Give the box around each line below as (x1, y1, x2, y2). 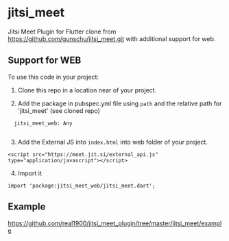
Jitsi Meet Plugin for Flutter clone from (8, 27, 117, 36)
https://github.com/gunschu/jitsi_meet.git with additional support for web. (8, 34, 216, 42)
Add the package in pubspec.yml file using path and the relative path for (17, 99, 222, 107)
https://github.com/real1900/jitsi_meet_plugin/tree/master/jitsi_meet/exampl (8, 219, 222, 227)
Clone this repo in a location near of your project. (17, 86, 157, 94)
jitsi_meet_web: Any (14, 120, 73, 127)
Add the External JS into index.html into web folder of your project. (17, 138, 208, 146)
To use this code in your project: (8, 73, 99, 81)
